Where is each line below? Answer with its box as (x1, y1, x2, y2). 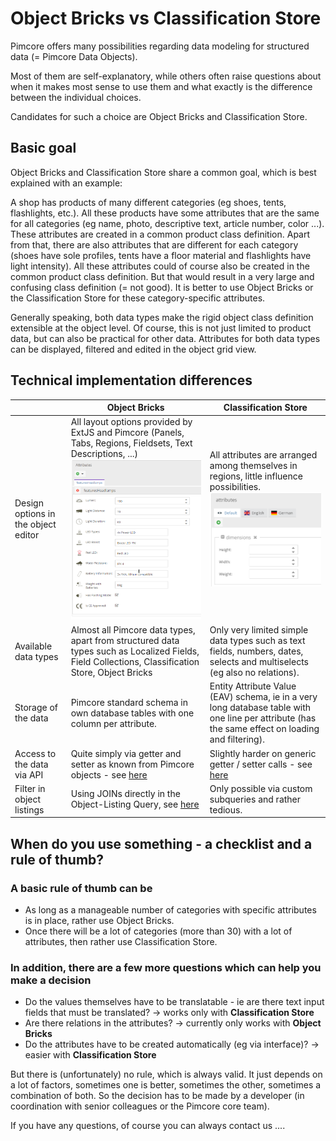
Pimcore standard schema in (70, 696, 188, 708)
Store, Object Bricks (70, 667, 153, 678)
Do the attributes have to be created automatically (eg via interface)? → (24, 1038, 320, 1051)
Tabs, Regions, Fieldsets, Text (70, 437, 193, 449)
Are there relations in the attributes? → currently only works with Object (24, 1017, 322, 1029)
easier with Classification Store (24, 1049, 157, 1061)
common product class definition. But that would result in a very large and (10, 270, 315, 282)
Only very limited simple (209, 624, 309, 636)
